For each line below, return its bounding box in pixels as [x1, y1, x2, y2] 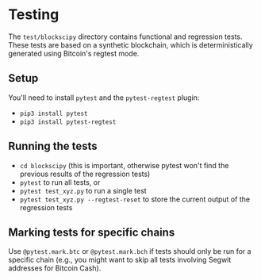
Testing [8, 6, 59, 24]
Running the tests [8, 140, 98, 153]
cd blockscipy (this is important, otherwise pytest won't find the [19, 160, 229, 170]
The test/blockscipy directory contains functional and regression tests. [8, 32, 244, 41]
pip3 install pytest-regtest [19, 117, 117, 126]
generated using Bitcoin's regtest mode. [8, 48, 140, 58]
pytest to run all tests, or [19, 177, 101, 187]
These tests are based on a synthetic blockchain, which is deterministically [8, 40, 253, 49]
